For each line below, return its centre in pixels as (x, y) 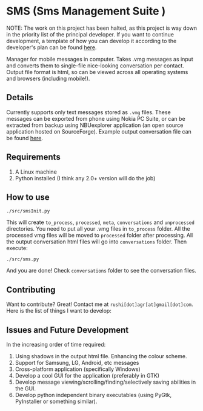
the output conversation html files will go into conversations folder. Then (97, 242)
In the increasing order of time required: (56, 345)
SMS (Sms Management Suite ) (86, 11)
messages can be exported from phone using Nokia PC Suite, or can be (96, 118)
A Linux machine (36, 172)
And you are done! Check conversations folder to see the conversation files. (101, 271)
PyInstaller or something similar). (56, 401)
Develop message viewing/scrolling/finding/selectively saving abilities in (105, 382)
